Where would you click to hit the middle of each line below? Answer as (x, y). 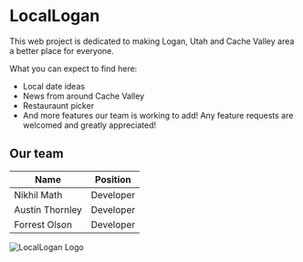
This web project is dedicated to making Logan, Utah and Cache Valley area (152, 41)
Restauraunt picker (58, 105)
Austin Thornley (48, 209)
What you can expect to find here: (73, 68)
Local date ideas (53, 86)
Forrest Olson (43, 225)
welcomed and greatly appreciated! (89, 125)
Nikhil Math (38, 194)
